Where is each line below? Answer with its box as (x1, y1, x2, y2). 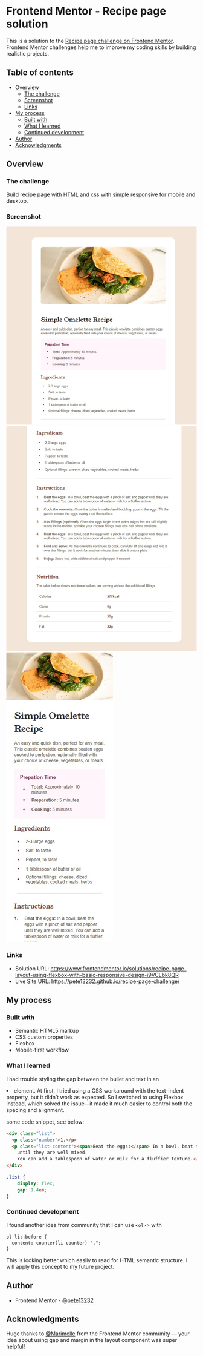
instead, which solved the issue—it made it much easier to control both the (6, 1100, 192, 1107)
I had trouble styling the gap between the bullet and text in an (6, 1075, 159, 1082)
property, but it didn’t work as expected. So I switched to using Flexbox (6, 1093, 184, 1101)
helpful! (6, 1343, 25, 1351)
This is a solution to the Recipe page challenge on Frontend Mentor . (6, 37, 175, 44)
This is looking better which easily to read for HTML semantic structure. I (6, 1256, 188, 1263)
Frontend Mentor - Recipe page (6, 4, 166, 18)
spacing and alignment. (6, 1106, 65, 1113)
